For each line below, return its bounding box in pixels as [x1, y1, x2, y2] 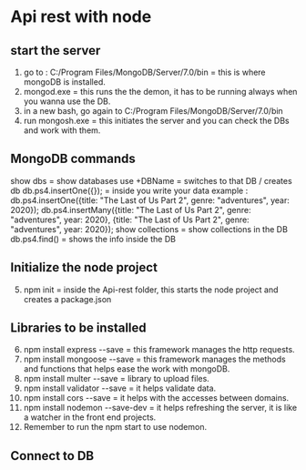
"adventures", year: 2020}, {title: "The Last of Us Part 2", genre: [10, 214, 250, 225]
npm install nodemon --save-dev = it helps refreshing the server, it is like [23, 403, 298, 414]
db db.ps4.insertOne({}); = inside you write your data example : [10, 185, 249, 196]
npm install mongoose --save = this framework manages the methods [23, 353, 286, 365]
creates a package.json [23, 293, 112, 304]
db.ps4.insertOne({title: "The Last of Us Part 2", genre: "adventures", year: [10, 194, 290, 206]
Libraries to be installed [10, 321, 147, 336]
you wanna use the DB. [23, 96, 111, 107]
